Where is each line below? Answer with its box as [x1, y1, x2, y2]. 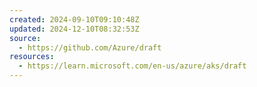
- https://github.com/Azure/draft [18, 42, 162, 53]
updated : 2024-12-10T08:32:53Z [9, 24, 140, 34]
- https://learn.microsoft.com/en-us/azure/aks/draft [18, 61, 247, 71]
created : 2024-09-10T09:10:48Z [9, 14, 140, 25]
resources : [9, 52, 55, 62]
